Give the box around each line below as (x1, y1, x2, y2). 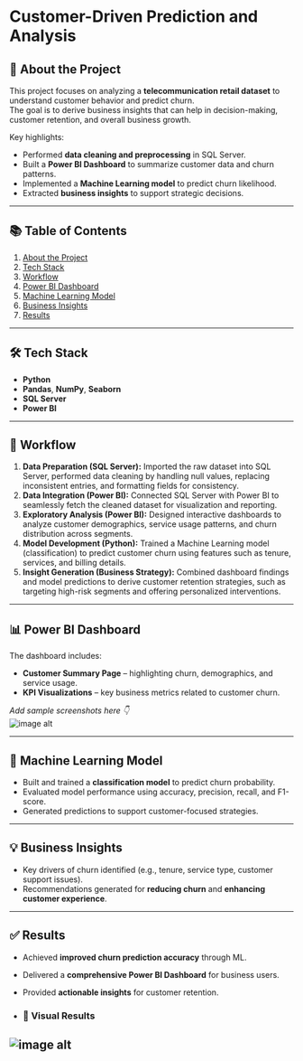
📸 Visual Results (22, 1009, 96, 1022)
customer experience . (22, 893, 107, 904)
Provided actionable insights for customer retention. (22, 987, 219, 998)
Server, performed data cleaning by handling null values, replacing (22, 471, 271, 482)
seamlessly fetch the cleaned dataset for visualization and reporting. (22, 500, 278, 511)
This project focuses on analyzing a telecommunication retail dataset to (9, 86, 280, 96)
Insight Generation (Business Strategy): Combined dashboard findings (22, 567, 289, 577)
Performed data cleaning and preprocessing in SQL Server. (22, 149, 246, 160)
